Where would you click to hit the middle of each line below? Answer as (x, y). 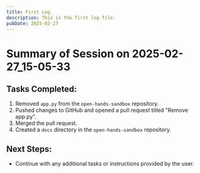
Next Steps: (29, 149)
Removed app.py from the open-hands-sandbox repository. (87, 104)
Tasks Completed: (42, 89)
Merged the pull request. (46, 123)
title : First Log (28, 12)
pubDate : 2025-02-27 (33, 23)
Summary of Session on (68, 53)
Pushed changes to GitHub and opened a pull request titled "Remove (102, 110)
